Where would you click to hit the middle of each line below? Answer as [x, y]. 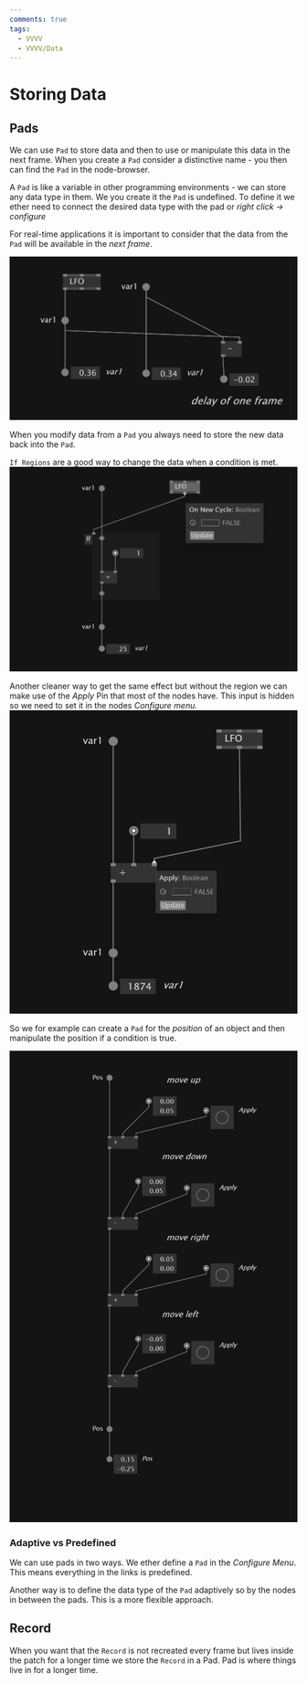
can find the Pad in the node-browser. [80, 170]
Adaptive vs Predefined [63, 1542]
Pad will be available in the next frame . [81, 244]
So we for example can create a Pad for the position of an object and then [148, 1029]
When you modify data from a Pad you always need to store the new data [147, 434]
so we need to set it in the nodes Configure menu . [104, 706]
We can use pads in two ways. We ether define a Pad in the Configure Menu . [153, 1562]
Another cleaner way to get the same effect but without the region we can [148, 687]
